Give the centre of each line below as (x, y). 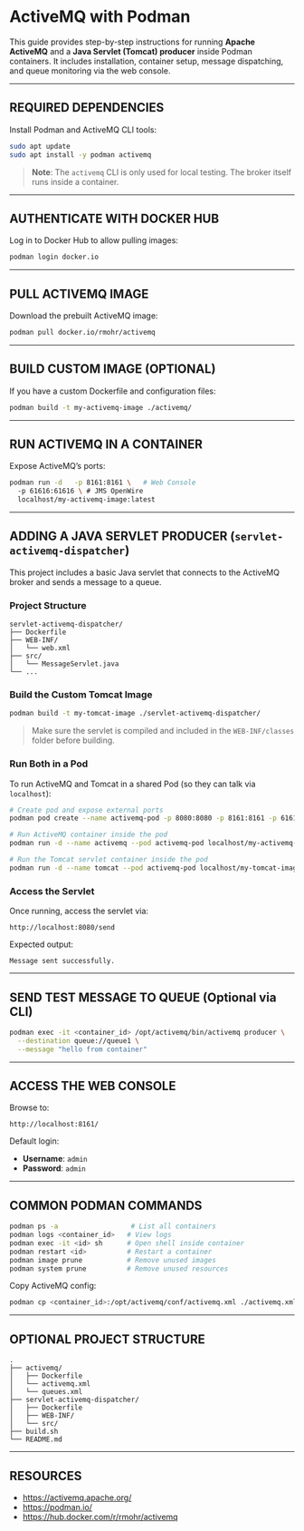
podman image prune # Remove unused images (113, 1260)
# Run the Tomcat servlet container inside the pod (109, 860)
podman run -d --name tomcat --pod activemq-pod (103, 868)
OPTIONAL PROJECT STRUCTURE (107, 1339)
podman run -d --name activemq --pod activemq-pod (107, 844)
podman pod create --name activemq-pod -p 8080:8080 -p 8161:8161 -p (143, 818)
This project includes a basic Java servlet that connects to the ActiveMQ (145, 572)
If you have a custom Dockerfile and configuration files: (113, 391)
